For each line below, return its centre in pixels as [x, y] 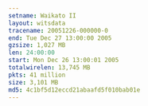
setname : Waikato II [43, 16]
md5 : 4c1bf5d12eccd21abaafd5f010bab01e [74, 90]
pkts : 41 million [37, 75]
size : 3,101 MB [33, 82]
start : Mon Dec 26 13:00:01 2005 [64, 61]
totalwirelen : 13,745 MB [49, 68]
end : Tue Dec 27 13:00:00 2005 [60, 38]
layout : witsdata [37, 23]
